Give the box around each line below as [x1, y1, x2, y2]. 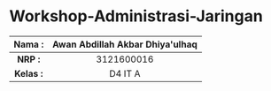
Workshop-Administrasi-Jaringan [9, 6, 263, 27]
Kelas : [14, 67, 43, 80]
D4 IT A [109, 67, 141, 80]
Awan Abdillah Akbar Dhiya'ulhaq [51, 38, 197, 50]
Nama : [13, 38, 44, 50]
